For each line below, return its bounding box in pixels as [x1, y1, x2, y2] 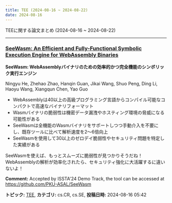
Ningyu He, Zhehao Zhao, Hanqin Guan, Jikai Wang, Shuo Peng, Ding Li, [5, 80, 158, 86]
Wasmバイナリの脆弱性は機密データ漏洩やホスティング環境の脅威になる [12, 109, 165, 116]
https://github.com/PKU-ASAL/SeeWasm [5, 181, 92, 187]
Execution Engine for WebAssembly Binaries [5, 51, 119, 59]
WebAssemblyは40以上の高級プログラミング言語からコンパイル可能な [12, 96, 161, 103]
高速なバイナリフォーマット [35, 103, 94, 109]
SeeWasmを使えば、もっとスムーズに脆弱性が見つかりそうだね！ [5, 152, 143, 158]
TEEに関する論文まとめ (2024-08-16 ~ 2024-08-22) [5, 27, 116, 33]
